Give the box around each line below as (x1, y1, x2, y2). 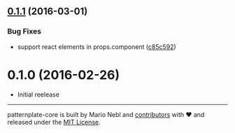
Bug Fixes (7, 27, 42, 36)
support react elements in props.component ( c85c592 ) (17, 42, 176, 51)
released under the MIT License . (7, 118, 101, 126)
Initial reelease (17, 90, 59, 99)
